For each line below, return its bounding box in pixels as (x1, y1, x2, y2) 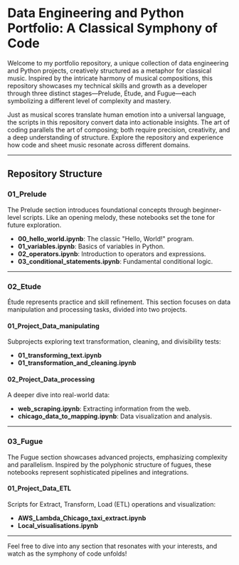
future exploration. (7, 221, 62, 229)
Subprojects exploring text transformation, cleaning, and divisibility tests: (7, 337, 222, 346)
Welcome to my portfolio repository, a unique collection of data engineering (7, 58, 229, 67)
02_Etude (7, 281, 41, 291)
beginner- (192, 205, 222, 214)
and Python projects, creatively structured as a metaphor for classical (7, 66, 212, 75)
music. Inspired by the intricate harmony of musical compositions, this (7, 73, 213, 83)
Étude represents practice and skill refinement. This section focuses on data (7, 297, 231, 306)
